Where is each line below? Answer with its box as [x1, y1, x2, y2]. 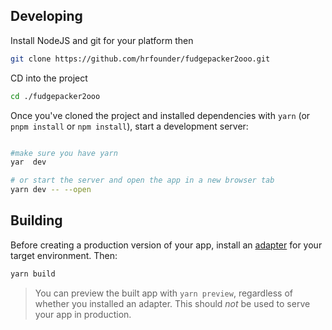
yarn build [10, 269, 56, 279]
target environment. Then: [10, 249, 118, 261]
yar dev [10, 157, 47, 168]
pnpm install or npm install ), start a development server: [10, 120, 249, 132]
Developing [10, 8, 83, 25]
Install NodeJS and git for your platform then [10, 34, 194, 46]
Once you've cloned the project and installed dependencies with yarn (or [10, 109, 311, 121]
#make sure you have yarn [10, 148, 118, 158]
